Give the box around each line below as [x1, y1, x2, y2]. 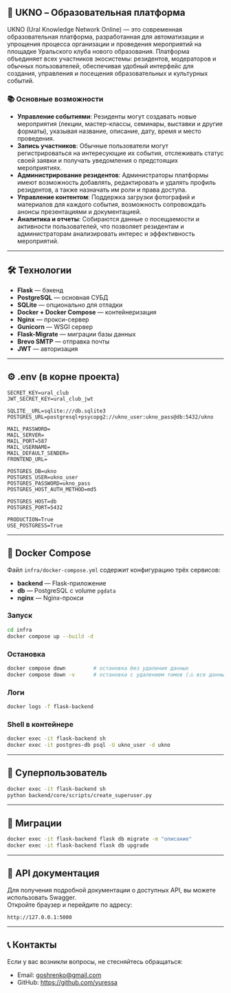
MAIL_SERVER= [7, 432, 45, 439]
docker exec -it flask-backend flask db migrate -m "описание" [7, 836, 192, 843]
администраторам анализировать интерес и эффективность [16, 230, 195, 238]
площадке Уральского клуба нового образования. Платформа [7, 47, 190, 55]
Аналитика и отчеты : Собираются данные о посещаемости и [16, 215, 199, 223]
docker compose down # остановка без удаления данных [7, 665, 189, 672]
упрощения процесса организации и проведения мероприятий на [7, 39, 201, 48]
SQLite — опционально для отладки [16, 301, 123, 309]
